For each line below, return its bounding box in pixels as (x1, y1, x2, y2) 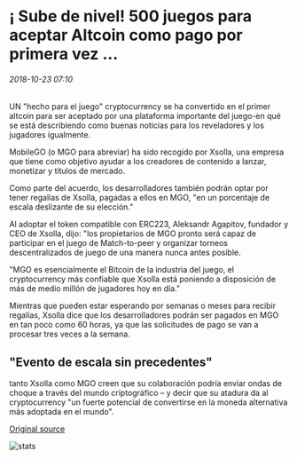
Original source (9, 423, 66, 434)
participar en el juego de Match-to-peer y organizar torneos (9, 238, 229, 249)
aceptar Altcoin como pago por (9, 25, 243, 45)
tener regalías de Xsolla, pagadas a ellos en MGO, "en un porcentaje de (9, 193, 270, 203)
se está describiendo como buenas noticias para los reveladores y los (9, 120, 264, 131)
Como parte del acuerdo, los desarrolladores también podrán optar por (9, 183, 269, 194)
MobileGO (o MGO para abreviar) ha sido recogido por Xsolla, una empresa (9, 146, 285, 157)
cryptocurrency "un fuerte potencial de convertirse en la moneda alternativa (9, 397, 288, 408)
